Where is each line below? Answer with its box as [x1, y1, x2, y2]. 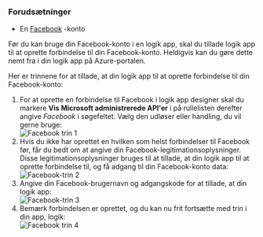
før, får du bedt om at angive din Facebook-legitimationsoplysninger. [19, 145, 242, 155]
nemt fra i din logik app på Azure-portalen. [8, 56, 146, 65]
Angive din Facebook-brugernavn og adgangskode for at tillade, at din [19, 179, 247, 188]
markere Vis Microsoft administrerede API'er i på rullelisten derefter [19, 103, 243, 113]
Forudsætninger [8, 6, 71, 17]
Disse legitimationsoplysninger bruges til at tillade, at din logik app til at [19, 154, 250, 163]
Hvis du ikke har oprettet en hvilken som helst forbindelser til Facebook [19, 137, 250, 146]
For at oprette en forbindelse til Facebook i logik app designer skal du [19, 95, 245, 105]
